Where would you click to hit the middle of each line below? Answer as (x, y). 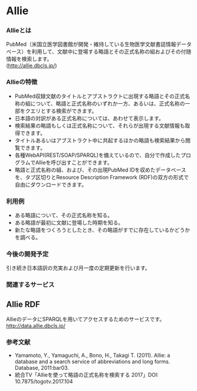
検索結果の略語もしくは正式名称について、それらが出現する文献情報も (100, 126)
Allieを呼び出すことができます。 (74, 162)
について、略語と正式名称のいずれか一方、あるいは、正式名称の (108, 103)
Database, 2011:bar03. (42, 368)
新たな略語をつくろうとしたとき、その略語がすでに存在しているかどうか (102, 230)
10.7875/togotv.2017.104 (44, 382)
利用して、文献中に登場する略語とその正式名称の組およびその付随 (111, 52)
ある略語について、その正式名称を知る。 (64, 215)
